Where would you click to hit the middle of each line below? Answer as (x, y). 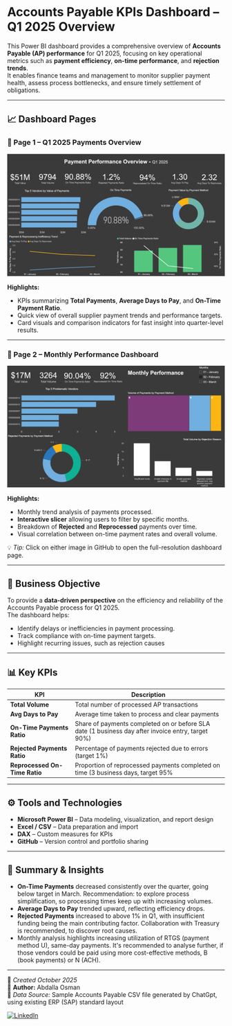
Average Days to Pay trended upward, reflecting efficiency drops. (111, 908)
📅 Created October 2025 (42, 980)
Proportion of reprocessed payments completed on (148, 765)
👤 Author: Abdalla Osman (44, 987)
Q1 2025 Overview (61, 27)
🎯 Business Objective (54, 584)
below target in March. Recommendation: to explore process (103, 894)
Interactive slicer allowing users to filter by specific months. (103, 520)
